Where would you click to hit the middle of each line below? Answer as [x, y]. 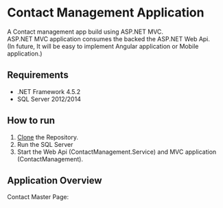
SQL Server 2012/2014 [49, 99]
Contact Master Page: [38, 197]
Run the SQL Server [45, 144]
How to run [31, 120]
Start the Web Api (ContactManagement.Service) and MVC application [117, 152]
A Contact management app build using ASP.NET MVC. [85, 32]
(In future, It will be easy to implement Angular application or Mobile [103, 46]
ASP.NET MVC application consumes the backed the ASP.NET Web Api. [109, 38]
